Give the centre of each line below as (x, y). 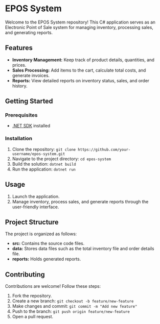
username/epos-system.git (38, 154)
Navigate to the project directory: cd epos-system (61, 159)
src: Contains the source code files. (48, 244)
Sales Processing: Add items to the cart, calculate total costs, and (79, 70)
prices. (19, 65)
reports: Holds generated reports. (46, 259)
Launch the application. (36, 196)
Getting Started (29, 101)
